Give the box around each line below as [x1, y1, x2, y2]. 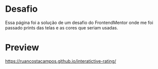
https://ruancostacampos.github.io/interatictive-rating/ [5, 58, 117, 64]
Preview [5, 42, 39, 53]
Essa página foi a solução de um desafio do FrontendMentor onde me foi [5, 20, 154, 25]
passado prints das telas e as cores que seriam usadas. [5, 24, 118, 30]
